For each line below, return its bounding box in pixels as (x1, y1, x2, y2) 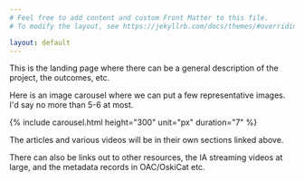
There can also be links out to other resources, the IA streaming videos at (9, 152, 283, 163)
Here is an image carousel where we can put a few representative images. (9, 90, 286, 100)
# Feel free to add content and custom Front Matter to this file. (9, 13, 270, 23)
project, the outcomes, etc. (9, 72, 110, 83)
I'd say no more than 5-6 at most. (9, 100, 134, 110)
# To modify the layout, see (9, 22, 119, 31)
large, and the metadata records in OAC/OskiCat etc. (9, 162, 205, 173)
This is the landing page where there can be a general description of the (9, 62, 279, 73)
